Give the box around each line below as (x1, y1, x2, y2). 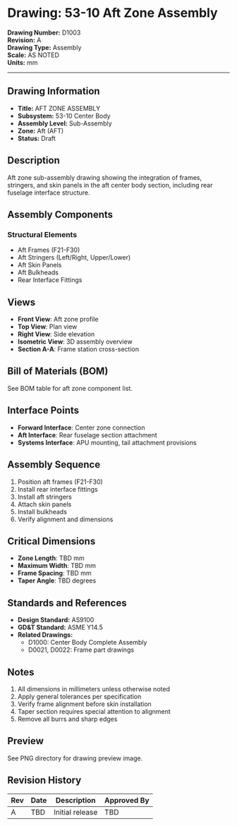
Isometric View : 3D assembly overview (17, 337, 133, 346)
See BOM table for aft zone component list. (7, 384, 133, 392)
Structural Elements (7, 229, 78, 239)
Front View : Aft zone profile (17, 315, 99, 324)
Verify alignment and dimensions (17, 515, 114, 523)
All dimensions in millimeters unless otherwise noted (17, 684, 171, 693)
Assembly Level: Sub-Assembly (17, 119, 112, 128)
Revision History (7, 775, 82, 786)
